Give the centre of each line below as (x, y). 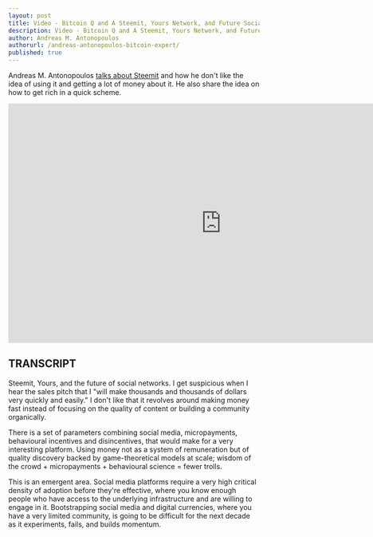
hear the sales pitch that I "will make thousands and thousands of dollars (128, 391)
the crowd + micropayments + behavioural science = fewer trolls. (116, 466)
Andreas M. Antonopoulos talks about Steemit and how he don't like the (126, 75)
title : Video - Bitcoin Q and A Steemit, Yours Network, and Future (124, 23)
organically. (27, 417)
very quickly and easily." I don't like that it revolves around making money (129, 400)
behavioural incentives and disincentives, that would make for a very (121, 440)
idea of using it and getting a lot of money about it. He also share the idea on (134, 84)
